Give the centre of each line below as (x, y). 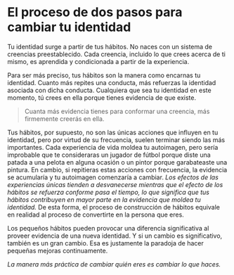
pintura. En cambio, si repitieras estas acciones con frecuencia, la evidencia (117, 170)
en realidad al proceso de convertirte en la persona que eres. (96, 215)
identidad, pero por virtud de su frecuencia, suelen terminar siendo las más (116, 140)
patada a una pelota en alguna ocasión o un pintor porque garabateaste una (117, 162)
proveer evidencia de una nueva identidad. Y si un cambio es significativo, (115, 236)
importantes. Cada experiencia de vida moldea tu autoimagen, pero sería (113, 147)
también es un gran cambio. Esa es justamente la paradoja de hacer (105, 243)
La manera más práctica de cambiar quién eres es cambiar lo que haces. (114, 264)
